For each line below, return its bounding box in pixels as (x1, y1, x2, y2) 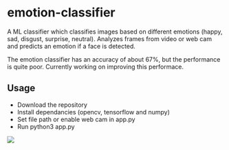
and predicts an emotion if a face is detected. (7, 42, 136, 50)
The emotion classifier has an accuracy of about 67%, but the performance (7, 55, 221, 63)
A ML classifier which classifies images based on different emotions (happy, (7, 27, 223, 36)
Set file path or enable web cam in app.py (17, 115, 135, 123)
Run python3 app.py (17, 122, 75, 131)
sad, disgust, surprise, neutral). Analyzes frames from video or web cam (7, 34, 212, 42)
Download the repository (17, 101, 88, 109)
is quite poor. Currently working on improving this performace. (7, 62, 184, 71)
